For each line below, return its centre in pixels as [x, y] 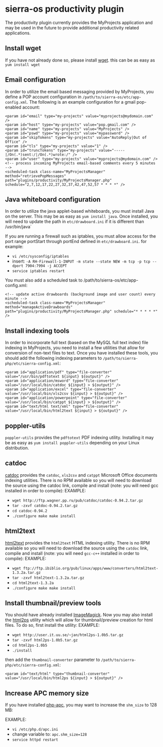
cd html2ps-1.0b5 [30, 646]
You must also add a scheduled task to [44, 280]
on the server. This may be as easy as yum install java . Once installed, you [81, 217]
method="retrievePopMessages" [36, 176]
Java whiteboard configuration [53, 199]
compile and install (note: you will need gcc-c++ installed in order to [72, 553]
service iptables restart [38, 271]
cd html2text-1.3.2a [33, 583]
